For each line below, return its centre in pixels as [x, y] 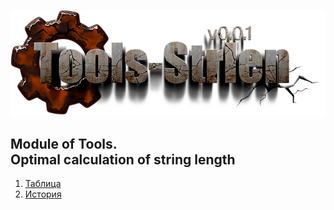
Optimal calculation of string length [123, 159]
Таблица [43, 184]
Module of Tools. [64, 143]
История [43, 194]
